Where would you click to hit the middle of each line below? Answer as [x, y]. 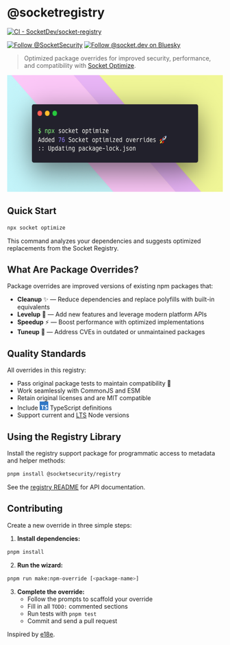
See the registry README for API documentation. [76, 487]
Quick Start [32, 211]
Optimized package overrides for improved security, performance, [117, 58]
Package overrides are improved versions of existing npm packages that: [110, 286]
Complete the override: [51, 591]
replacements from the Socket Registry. [63, 248]
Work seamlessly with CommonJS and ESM [78, 391]
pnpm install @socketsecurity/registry [64, 474]
